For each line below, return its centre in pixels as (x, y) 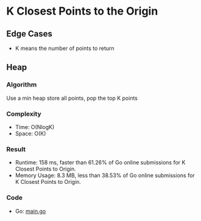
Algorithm (22, 85)
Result (16, 149)
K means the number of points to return (65, 48)
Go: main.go (30, 211)
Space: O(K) (30, 133)
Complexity (24, 114)
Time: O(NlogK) (35, 127)
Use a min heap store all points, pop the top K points (72, 98)
